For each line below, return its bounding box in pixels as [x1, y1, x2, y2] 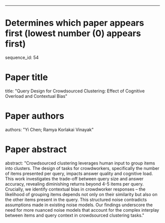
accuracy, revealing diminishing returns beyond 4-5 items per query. [5, 181, 144, 187]
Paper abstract [5, 144, 67, 155]
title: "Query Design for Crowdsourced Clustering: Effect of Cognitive [5, 88, 145, 94]
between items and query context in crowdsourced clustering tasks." [5, 212, 145, 218]
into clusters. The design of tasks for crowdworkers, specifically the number [5, 165, 160, 171]
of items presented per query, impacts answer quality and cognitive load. [5, 170, 153, 176]
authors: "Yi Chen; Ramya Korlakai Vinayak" [5, 126, 94, 133]
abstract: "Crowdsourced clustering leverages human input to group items [5, 160, 156, 166]
